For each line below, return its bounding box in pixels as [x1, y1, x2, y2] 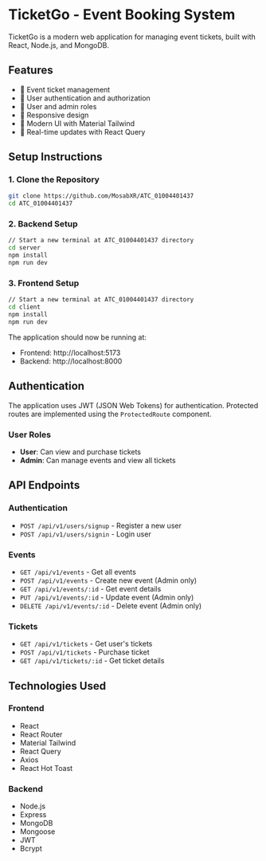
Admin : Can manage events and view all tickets [19, 455, 177, 465]
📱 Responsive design [19, 110, 89, 120]
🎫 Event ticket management [19, 85, 111, 94]
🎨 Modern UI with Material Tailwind [19, 118, 135, 128]
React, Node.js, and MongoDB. [8, 40, 110, 49]
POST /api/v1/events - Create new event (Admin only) [19, 576, 198, 585]
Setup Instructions [8, 150, 103, 164]
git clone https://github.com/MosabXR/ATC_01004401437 [8, 192, 194, 200]
